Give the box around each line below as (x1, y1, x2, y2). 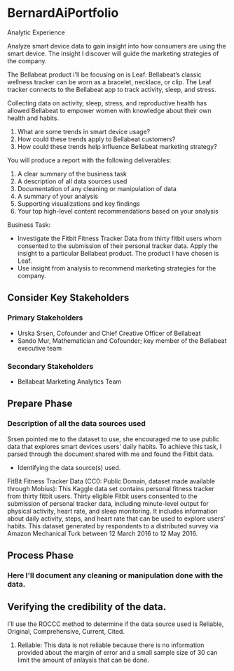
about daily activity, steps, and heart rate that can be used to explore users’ (7, 514, 226, 523)
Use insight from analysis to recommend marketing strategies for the (17, 263, 216, 272)
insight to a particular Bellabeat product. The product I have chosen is (17, 249, 219, 257)
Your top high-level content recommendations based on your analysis (17, 207, 219, 215)
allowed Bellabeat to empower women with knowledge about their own (7, 106, 212, 115)
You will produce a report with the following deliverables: (7, 156, 172, 164)
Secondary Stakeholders (7, 361, 94, 371)
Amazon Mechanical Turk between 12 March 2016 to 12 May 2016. (7, 529, 198, 538)
